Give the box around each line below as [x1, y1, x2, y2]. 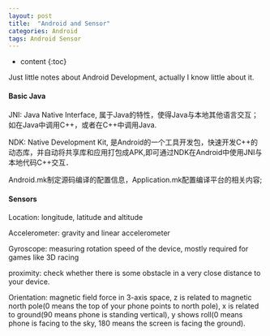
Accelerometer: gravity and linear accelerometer [8, 228, 170, 238]
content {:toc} [19, 57, 67, 67]
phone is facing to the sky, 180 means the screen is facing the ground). [8, 318, 246, 328]
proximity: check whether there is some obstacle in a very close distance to [8, 268, 261, 278]
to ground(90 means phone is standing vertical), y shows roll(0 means [8, 309, 243, 319]
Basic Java [8, 91, 46, 101]
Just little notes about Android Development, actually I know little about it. [8, 72, 255, 82]
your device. [8, 277, 50, 286]
